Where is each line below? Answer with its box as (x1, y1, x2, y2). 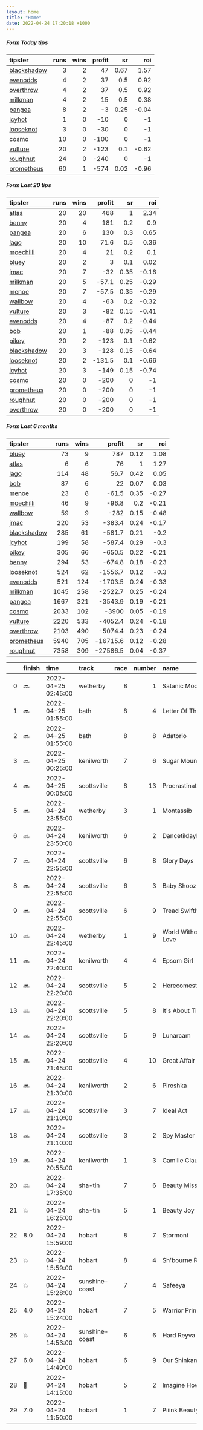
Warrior (162, 1306, 184, 1314)
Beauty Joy (162, 1206, 195, 1214)
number (133, 664, 157, 673)
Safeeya (162, 1281, 186, 1290)
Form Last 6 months (6, 422, 58, 430)
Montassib (162, 806, 192, 815)
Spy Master (162, 1132, 195, 1140)
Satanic (162, 682, 184, 690)
